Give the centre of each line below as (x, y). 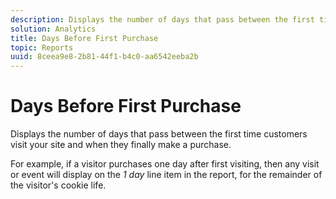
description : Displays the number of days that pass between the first (162, 19)
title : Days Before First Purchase (84, 38)
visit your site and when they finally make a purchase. (121, 145)
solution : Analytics (53, 29)
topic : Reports (42, 47)
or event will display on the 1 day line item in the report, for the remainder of (166, 175)
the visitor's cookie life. (58, 185)
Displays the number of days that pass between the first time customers (159, 134)
